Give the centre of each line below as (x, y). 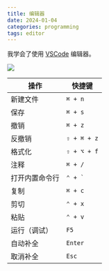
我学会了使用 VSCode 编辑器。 (51, 54)
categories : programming (43, 27)
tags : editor (26, 33)
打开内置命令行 (35, 178)
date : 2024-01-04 (32, 20)
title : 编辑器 (26, 14)
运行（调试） (32, 230)
